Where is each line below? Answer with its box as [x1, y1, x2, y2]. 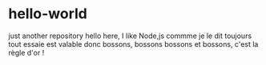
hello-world [8, 5, 88, 23]
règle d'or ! [8, 48, 45, 57]
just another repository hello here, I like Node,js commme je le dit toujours [8, 31, 252, 40]
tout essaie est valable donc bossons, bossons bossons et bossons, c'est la [8, 39, 259, 48]
